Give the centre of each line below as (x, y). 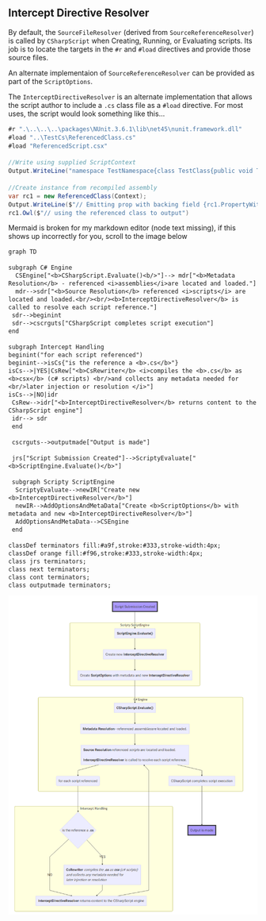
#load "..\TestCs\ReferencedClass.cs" (72, 137)
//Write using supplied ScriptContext (72, 163)
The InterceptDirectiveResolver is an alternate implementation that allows (130, 96)
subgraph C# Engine (40, 268)
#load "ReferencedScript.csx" (58, 146)
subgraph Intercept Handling (56, 347)
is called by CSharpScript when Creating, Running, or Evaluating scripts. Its (130, 40)
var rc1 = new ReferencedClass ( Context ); (78, 196)
